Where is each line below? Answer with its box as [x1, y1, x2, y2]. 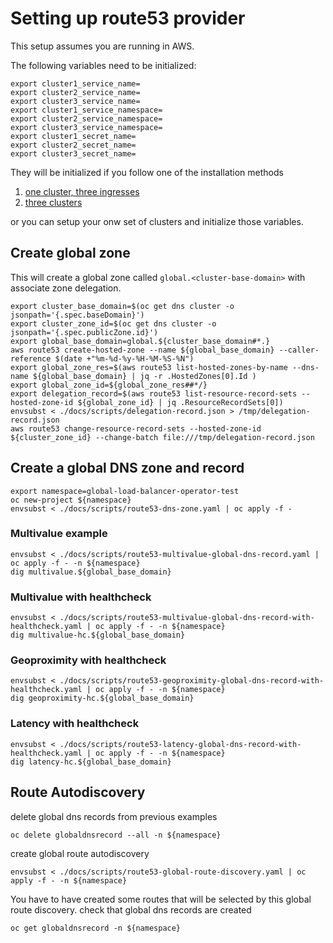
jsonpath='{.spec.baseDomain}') [10, 310, 145, 320]
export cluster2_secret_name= [10, 140, 137, 150]
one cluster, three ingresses [24, 185, 140, 197]
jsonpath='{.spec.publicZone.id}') [10, 327, 159, 337]
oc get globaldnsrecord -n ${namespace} [10, 923, 182, 933]
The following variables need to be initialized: [10, 59, 197, 71]
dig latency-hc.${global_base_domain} [10, 757, 172, 767]
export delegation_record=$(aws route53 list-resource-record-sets [10, 388, 298, 399]
